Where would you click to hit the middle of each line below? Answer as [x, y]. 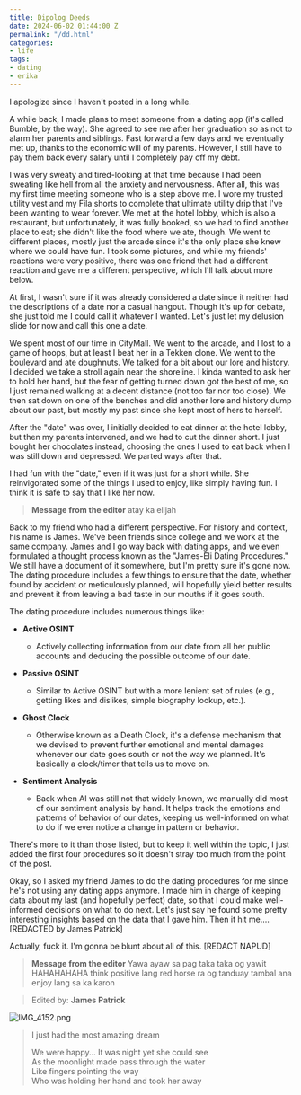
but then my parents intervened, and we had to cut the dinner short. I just [145, 437]
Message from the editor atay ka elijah [104, 509]
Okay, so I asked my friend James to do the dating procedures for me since [149, 880]
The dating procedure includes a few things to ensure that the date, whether [150, 575]
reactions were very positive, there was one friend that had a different [138, 261]
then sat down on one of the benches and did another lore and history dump [150, 400]
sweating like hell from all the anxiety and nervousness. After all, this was [145, 184]
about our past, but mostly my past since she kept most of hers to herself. [146, 410]
